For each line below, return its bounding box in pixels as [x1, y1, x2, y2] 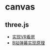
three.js [5, 21, 29, 29]
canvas [5, 1, 35, 12]
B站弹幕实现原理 [12, 40, 45, 46]
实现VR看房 [12, 34, 35, 39]
